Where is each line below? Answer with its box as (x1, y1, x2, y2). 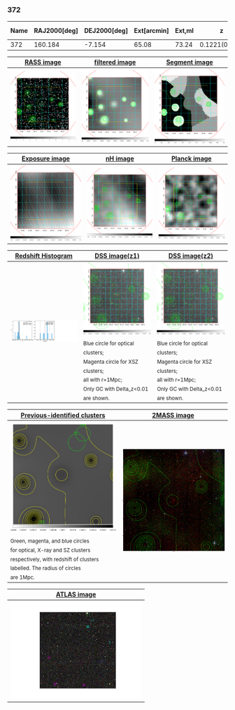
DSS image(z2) (168, 252, 213, 260)
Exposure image (21, 154, 70, 163)
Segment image (166, 58, 213, 67)
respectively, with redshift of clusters (10, 556, 99, 563)
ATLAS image (55, 590, 97, 599)
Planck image (171, 154, 212, 163)
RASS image (24, 58, 62, 67)
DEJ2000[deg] (83, 27, 128, 35)
